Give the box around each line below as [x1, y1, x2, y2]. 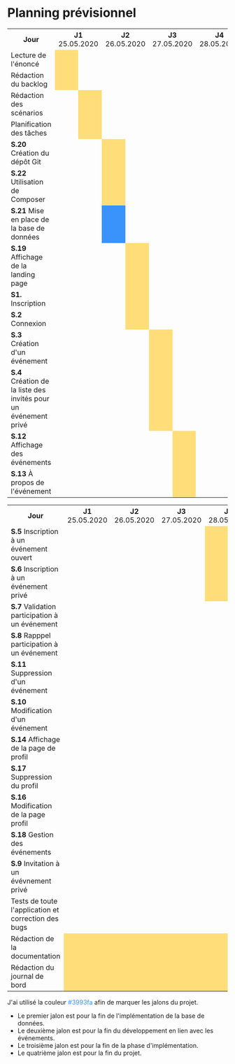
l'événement [10, 486, 52, 496]
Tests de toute [10, 896, 58, 906]
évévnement [10, 876, 52, 886]
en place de [10, 215, 50, 224]
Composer [10, 194, 45, 204]
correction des [10, 914, 59, 923]
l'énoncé [10, 59, 40, 69]
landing [10, 269, 36, 279]
